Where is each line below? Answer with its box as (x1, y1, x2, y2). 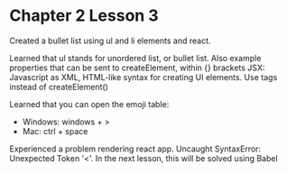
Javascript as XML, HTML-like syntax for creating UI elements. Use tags (9, 71, 278, 82)
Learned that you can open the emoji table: (9, 98, 170, 109)
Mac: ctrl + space (22, 125, 88, 136)
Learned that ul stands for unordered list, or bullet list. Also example (9, 52, 262, 63)
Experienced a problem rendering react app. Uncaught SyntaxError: (9, 143, 262, 154)
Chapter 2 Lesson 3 (9, 5, 160, 26)
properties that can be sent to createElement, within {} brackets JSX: (9, 62, 265, 73)
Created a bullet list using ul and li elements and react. (9, 35, 211, 46)
